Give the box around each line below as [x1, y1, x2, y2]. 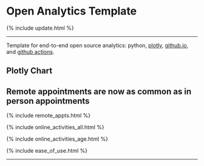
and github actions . [6, 48, 55, 55]
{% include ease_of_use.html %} [6, 147, 88, 154]
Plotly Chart [6, 65, 53, 76]
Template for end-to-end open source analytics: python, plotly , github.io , [6, 41, 189, 49]
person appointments [6, 96, 90, 106]
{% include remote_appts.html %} [6, 112, 91, 119]
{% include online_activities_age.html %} [6, 135, 108, 143]
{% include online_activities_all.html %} [6, 124, 104, 131]
